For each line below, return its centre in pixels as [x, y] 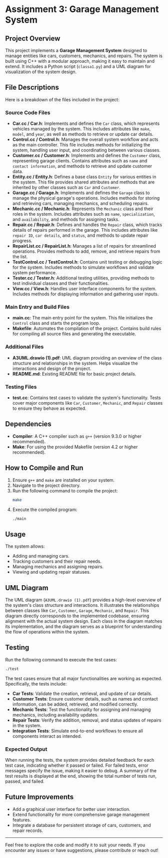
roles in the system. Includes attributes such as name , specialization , [83, 214]
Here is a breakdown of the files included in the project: [62, 99]
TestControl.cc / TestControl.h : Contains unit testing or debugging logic [87, 262]
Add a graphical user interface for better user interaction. [71, 809]
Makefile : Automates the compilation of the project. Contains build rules [87, 328]
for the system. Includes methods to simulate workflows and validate [83, 267]
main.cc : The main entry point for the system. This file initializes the [82, 318]
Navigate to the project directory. [46, 485]
